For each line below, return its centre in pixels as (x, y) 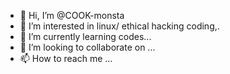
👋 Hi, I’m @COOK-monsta (72, 15)
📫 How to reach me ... (66, 58)
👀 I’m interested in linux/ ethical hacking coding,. (119, 26)
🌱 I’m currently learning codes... (85, 36)
